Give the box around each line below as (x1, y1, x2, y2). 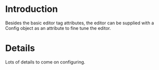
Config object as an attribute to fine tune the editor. (5, 25, 111, 31)
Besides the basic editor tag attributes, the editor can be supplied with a (5, 20, 154, 26)
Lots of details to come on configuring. (5, 59, 85, 65)
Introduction (5, 3, 58, 15)
